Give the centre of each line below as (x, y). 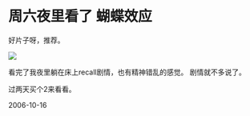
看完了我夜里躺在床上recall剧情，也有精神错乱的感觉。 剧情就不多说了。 (127, 72)
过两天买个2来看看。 (42, 89)
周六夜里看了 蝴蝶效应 (80, 16)
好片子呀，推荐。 (36, 40)
